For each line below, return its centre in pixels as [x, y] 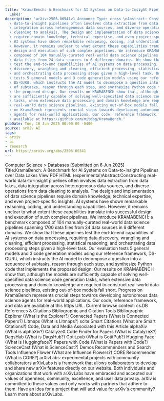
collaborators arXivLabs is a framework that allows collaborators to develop [81, 363]
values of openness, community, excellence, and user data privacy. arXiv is [81, 378]
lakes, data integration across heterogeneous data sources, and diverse [77, 186]
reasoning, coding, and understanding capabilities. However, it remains [76, 206]
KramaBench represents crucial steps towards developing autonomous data [81, 295]
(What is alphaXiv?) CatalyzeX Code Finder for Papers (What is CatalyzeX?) [81, 331]
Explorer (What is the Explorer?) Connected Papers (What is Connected [77, 316]
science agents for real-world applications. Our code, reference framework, [81, 300]
